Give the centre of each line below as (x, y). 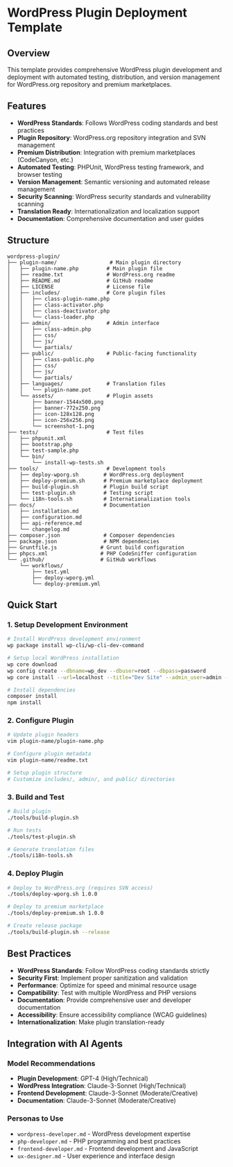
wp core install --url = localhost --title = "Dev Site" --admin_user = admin (114, 677)
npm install (24, 703)
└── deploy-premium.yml (66, 583)
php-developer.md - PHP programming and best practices (99, 1141)
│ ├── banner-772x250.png (54, 408)
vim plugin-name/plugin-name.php (55, 742)
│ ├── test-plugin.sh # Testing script (80, 493)
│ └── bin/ (26, 456)
